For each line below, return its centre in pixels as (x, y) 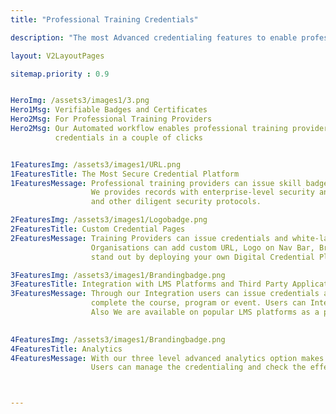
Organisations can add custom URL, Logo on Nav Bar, (202, 247)
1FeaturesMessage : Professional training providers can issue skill (156, 183)
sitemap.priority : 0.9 (60, 74)
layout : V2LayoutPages (57, 56)
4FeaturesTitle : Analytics (66, 349)
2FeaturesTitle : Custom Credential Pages (98, 229)
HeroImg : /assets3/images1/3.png (80, 101)
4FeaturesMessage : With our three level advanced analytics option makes (167, 358)
